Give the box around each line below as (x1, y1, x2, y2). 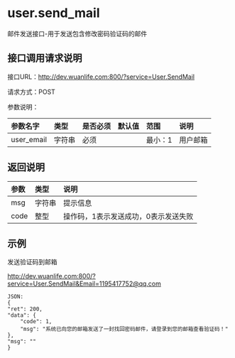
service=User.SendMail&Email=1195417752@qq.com (7, 279, 162, 288)
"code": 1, (20, 318, 53, 325)
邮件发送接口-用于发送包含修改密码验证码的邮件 (7, 29, 148, 38)
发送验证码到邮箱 (7, 258, 58, 266)
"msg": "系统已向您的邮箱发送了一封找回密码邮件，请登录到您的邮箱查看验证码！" (20, 325, 229, 333)
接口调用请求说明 (7, 52, 82, 65)
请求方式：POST (7, 87, 55, 96)
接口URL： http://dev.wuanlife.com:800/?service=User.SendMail (7, 72, 195, 81)
